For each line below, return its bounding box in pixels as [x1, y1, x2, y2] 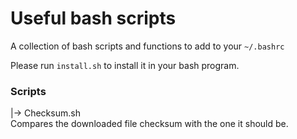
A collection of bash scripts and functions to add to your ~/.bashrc [10, 40, 285, 52]
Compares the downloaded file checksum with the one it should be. [10, 118, 289, 130]
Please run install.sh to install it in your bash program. [10, 59, 240, 71]
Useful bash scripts [10, 7, 177, 30]
